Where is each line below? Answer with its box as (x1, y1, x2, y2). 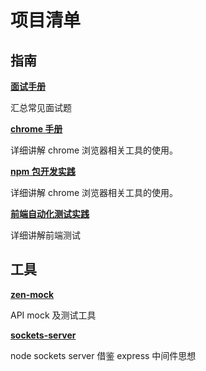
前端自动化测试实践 (10, 208, 90, 220)
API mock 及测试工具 (10, 309, 97, 321)
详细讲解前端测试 (10, 229, 81, 241)
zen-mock (10, 288, 55, 300)
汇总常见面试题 (10, 102, 72, 113)
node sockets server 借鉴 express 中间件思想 (10, 349, 197, 361)
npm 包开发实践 (10, 166, 76, 177)
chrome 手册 (10, 123, 63, 135)
